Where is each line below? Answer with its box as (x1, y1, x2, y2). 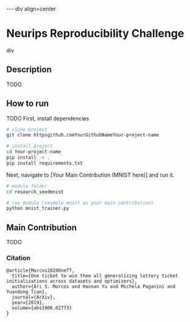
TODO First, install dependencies (6, 114, 90, 122)
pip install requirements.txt (6, 160, 83, 166)
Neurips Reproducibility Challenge (6, 27, 185, 40)
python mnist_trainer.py (6, 205, 69, 211)
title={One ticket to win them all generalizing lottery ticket (12, 273, 178, 279)
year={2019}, (12, 299, 45, 306)
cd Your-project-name (6, 149, 62, 155)
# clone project (6, 126, 47, 133)
